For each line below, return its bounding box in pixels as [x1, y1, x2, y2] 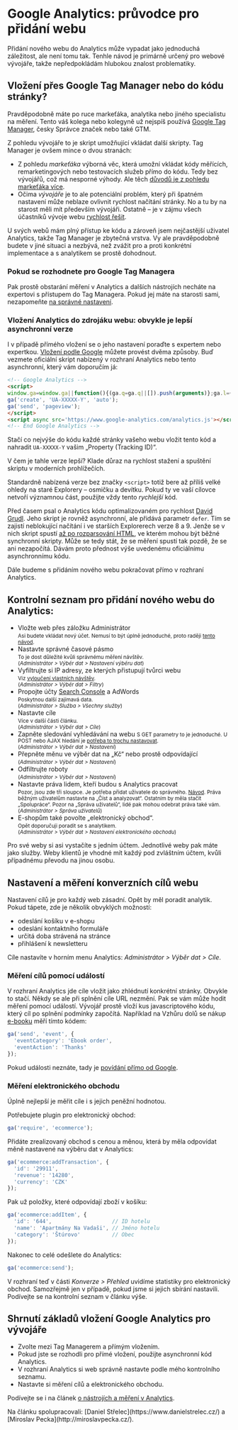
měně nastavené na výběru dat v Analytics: [7, 1144, 134, 1153]
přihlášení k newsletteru [17, 939, 88, 947]
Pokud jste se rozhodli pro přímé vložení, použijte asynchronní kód [17, 1350, 212, 1358]
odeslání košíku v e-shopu [17, 916, 95, 925]
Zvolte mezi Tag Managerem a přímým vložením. [17, 1342, 160, 1351]
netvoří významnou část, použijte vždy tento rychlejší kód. [7, 493, 178, 502]
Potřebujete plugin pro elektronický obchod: [7, 1111, 136, 1120]
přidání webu [7, 21, 86, 37]
